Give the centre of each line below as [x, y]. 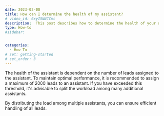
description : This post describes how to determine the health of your [81, 23]
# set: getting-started [29, 54]
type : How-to [18, 28]
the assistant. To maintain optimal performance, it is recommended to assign [82, 78]
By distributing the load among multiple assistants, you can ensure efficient [81, 103]
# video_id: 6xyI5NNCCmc [30, 19]
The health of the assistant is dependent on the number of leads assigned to [82, 73]
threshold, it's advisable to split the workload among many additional [74, 88]
